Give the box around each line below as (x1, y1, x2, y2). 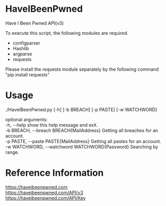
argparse (12, 51, 32, 57)
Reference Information (5, 167, 104, 179)
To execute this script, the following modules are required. (5, 30, 128, 36)
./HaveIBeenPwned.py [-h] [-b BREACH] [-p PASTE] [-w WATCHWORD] (5, 106, 157, 113)
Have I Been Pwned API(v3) (5, 20, 64, 26)
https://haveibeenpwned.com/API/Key (5, 195, 86, 201)
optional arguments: (5, 116, 48, 122)
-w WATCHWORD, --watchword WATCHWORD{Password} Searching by (5, 143, 158, 150)
